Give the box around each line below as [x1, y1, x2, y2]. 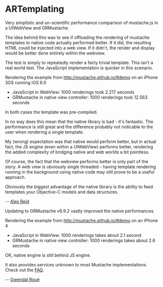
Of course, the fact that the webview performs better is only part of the [5, 158, 148, 164]
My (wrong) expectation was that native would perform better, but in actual [5, 139, 157, 144]
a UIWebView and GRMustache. [5, 25, 70, 30]
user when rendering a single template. [5, 129, 84, 135]
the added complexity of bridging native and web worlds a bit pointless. [5, 149, 150, 155]
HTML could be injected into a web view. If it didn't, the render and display [5, 45, 155, 51]
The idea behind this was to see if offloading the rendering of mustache [5, 34, 150, 40]
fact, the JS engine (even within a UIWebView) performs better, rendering [5, 143, 153, 149]
